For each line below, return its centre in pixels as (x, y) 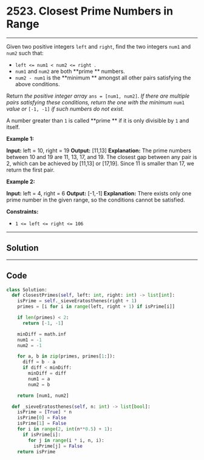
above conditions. (37, 84)
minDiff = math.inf (42, 334)
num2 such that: (25, 53)
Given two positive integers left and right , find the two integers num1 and (99, 46)
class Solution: (27, 289)
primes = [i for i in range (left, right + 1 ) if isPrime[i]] (96, 307)
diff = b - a (39, 362)
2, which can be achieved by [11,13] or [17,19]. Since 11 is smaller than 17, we (100, 163)
